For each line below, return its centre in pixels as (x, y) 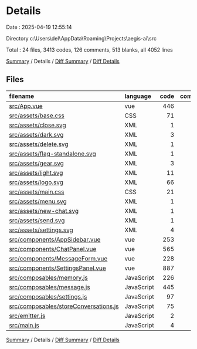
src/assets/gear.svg (37, 163)
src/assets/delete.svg (39, 144)
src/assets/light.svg (36, 172)
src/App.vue (26, 106)
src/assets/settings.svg (41, 230)
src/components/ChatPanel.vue (53, 249)
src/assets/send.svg (37, 220)
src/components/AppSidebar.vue (55, 239)
